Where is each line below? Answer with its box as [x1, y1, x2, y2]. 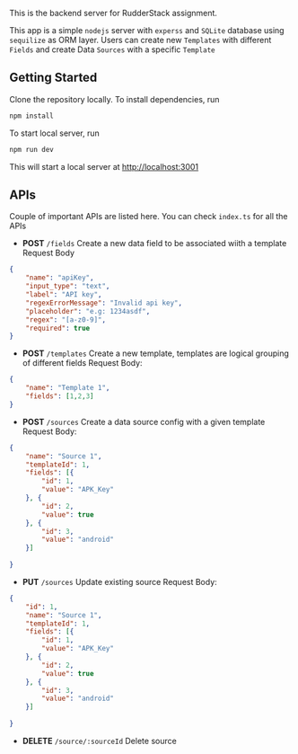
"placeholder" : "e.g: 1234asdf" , [25, 306, 151, 315]
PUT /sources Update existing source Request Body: [22, 576, 217, 587]
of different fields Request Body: [22, 358, 143, 368]
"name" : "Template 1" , [25, 384, 110, 393]
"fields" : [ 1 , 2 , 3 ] [25, 392, 94, 401]
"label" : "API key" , [25, 290, 102, 299]
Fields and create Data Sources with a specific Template [9, 44, 215, 55]
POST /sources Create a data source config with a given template [22, 416, 266, 427]
